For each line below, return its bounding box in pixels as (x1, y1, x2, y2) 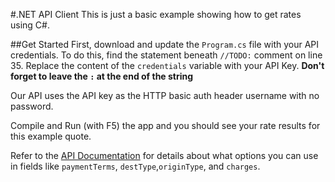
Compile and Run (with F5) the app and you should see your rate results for (10, 120, 321, 131)
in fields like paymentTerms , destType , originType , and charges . (10, 160, 261, 172)
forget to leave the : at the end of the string (10, 70, 194, 82)
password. (10, 100, 54, 112)
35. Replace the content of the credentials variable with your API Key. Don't (10, 60, 325, 71)
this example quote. (10, 130, 92, 142)
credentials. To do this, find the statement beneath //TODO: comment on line (10, 49, 323, 61)
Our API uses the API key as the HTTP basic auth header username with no (10, 90, 320, 101)
